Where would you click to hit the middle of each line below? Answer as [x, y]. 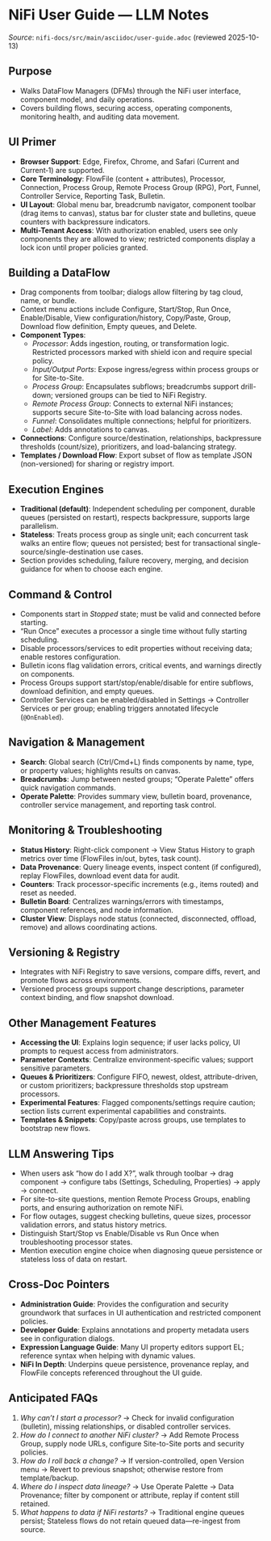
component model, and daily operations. [87, 99]
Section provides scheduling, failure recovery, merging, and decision [134, 560]
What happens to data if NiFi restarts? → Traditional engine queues [132, 1512]
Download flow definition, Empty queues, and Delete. [108, 327]
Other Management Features [82, 1023]
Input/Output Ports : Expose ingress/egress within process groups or [146, 369]
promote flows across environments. [81, 981]
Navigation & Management [77, 743]
